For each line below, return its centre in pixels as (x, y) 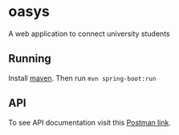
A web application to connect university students (89, 34)
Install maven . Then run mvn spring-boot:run (82, 77)
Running (30, 59)
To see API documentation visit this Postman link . (89, 122)
